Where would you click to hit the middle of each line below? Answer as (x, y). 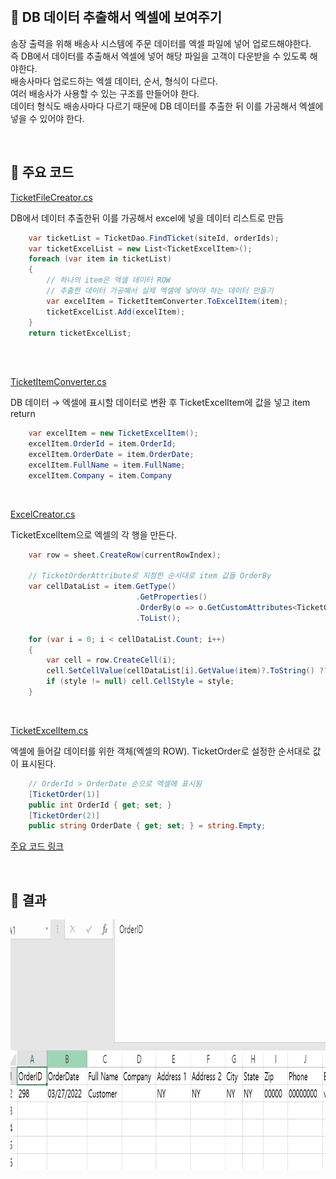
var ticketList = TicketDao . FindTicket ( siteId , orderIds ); (154, 238)
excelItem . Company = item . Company (100, 475)
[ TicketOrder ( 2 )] (64, 815)
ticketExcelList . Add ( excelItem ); (116, 312)
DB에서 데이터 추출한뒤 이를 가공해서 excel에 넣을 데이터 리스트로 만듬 (147, 218)
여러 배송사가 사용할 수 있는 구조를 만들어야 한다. (105, 93)
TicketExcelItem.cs (49, 730)
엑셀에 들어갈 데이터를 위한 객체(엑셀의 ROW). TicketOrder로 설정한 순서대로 (160, 751)
